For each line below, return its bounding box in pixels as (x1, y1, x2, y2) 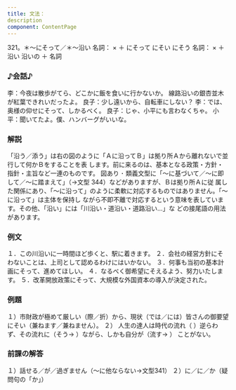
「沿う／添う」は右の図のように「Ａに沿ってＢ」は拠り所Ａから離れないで (7, 152, 223, 160)
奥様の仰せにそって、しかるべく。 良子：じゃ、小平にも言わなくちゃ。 (7, 106, 211, 114)
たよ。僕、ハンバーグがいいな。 (37, 115, 131, 123)
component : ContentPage (7, 23, 77, 30)
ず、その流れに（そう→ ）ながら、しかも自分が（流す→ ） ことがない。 (7, 330, 215, 338)
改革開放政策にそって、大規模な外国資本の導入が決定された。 (32, 276, 211, 284)
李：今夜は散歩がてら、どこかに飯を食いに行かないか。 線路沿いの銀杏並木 (7, 88, 225, 97)
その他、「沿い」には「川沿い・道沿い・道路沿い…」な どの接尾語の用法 (18, 204, 226, 213)
